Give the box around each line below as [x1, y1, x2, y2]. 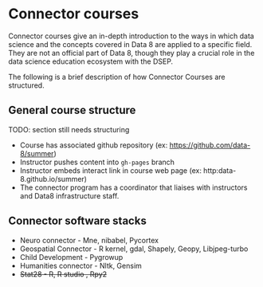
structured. [8, 81, 45, 90]
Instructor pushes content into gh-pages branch [19, 157, 175, 167]
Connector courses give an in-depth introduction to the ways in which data [8, 31, 255, 41]
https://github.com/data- [169, 140, 251, 150]
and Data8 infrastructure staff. [19, 191, 120, 200]
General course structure [8, 104, 136, 117]
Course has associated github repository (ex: [19, 140, 168, 150]
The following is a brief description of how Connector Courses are [8, 72, 226, 81]
